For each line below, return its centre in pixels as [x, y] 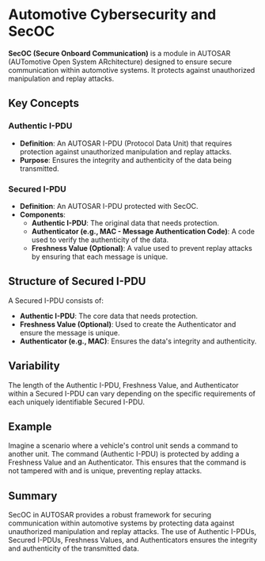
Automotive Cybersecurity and [112, 15]
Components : [42, 214]
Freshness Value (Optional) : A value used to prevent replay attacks [142, 248]
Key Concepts [44, 103]
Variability [34, 366]
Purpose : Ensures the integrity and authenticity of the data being [125, 160]
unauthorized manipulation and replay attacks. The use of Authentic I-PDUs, [132, 532]
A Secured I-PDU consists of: [56, 300]
